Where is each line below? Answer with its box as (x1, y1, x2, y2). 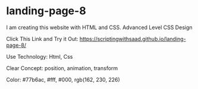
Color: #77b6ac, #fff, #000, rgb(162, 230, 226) (6, 76, 120, 83)
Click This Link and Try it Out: (6, 35, 78, 42)
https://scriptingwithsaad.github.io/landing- (79, 35, 186, 42)
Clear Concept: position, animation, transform (6, 64, 118, 72)
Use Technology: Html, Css (6, 53, 73, 60)
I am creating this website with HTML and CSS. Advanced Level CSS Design (6, 24, 193, 31)
